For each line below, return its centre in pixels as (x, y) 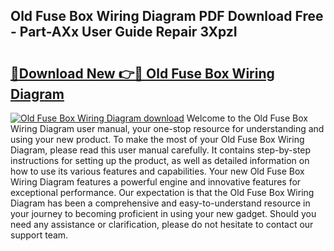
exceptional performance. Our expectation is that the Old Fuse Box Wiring (162, 192)
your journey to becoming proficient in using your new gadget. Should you (163, 213)
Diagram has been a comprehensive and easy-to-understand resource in (160, 203)
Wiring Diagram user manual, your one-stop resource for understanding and (167, 128)
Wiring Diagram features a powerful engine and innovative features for (156, 182)
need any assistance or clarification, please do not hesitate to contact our (162, 224)
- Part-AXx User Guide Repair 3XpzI (124, 32)
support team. (39, 235)
